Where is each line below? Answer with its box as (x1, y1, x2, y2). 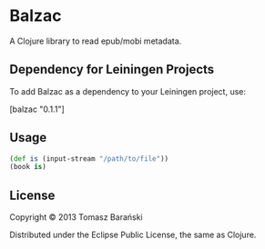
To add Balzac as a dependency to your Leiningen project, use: (9, 85, 247, 96)
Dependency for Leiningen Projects (9, 62, 215, 77)
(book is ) (9, 163, 47, 172)
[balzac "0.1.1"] (9, 104, 66, 115)
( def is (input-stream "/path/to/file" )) (9, 154, 169, 164)
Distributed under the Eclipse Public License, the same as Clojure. (9, 229, 257, 241)
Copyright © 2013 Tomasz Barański (9, 212, 143, 223)
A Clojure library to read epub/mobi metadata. (9, 35, 182, 46)
